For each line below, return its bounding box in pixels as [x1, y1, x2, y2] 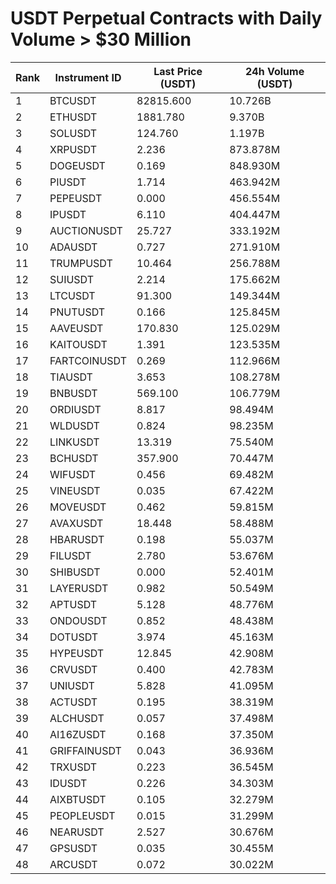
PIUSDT [49, 175, 87, 189]
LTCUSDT [49, 288, 96, 302]
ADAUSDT [49, 240, 98, 254]
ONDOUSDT [49, 613, 108, 627]
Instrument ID [54, 70, 122, 84]
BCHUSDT [49, 451, 99, 465]
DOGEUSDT [49, 158, 106, 172]
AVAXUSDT [49, 516, 104, 530]
